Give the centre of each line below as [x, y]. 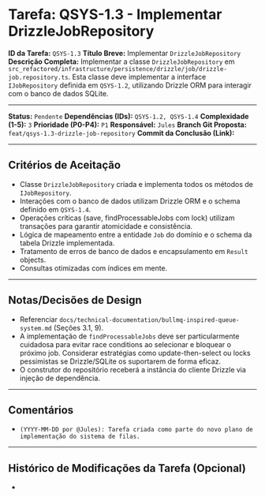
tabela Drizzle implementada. [67, 243]
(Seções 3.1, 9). [79, 327]
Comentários [41, 410]
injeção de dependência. [60, 378]
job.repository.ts [38, 77]
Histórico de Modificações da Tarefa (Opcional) [127, 468]
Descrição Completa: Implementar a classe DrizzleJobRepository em [121, 62]
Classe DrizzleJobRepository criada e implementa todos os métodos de [136, 184]
